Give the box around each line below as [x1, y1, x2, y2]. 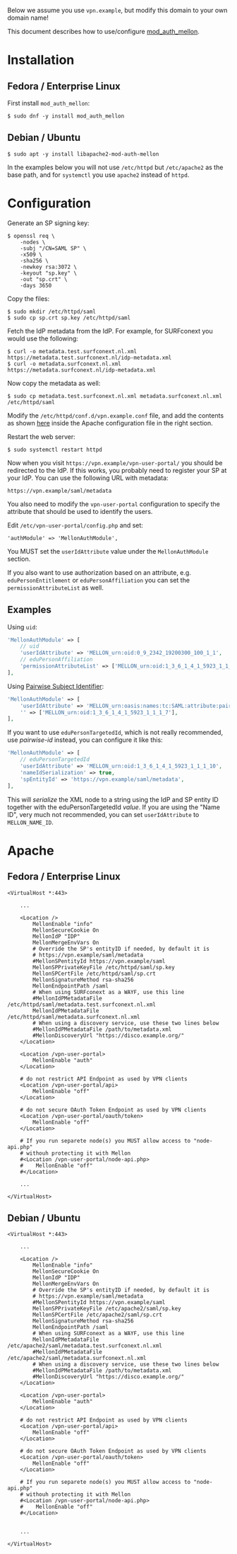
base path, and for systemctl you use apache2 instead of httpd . [7, 170, 190, 179]
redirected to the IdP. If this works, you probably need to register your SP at [7, 466, 227, 474]
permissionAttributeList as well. [7, 583, 104, 592]
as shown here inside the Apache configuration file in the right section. [7, 418, 213, 427]
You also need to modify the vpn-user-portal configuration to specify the [7, 499, 220, 508]
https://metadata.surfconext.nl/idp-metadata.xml [7, 366, 157, 374]
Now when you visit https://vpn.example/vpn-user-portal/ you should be [7, 458, 223, 467]
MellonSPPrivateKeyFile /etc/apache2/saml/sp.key [32, 1306, 181, 1313]
